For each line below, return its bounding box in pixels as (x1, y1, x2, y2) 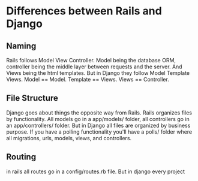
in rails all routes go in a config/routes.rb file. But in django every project (6, 168, 185, 175)
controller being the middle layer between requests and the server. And (6, 63, 182, 70)
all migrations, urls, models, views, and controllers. (6, 134, 132, 141)
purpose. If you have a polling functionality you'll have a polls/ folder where (6, 128, 193, 135)
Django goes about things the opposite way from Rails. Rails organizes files (6, 109, 192, 116)
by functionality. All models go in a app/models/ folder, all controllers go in (6, 115, 190, 122)
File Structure (6, 93, 58, 103)
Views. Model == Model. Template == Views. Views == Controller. (6, 76, 169, 83)
